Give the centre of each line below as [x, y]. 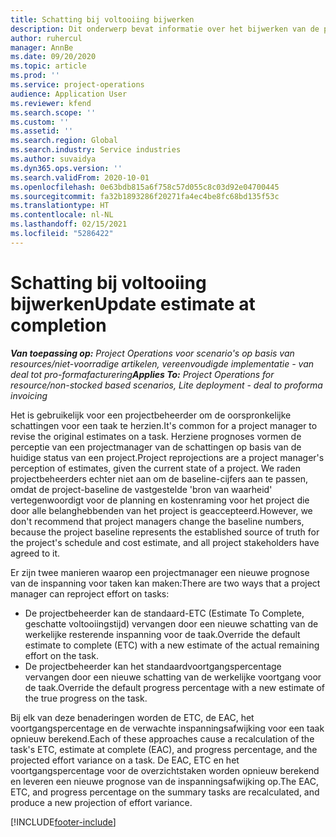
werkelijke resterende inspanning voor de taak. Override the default [162, 634]
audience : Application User [69, 94]
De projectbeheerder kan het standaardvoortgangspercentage [153, 666]
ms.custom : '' [40, 122]
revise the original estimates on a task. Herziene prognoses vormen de [156, 436]
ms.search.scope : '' [53, 112]
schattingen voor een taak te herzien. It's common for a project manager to [164, 425]
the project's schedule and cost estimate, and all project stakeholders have [165, 542]
